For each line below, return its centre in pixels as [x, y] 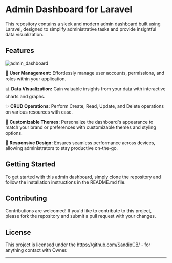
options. [14, 133]
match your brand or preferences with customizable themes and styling [81, 127]
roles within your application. [36, 79]
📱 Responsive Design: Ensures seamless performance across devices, [80, 143]
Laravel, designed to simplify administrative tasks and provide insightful [81, 29]
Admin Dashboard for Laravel [69, 10]
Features [20, 51]
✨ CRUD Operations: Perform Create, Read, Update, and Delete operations [85, 106]
